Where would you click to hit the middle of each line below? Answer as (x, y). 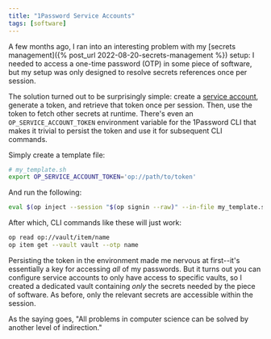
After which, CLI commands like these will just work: (95, 223)
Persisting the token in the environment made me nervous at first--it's (124, 260)
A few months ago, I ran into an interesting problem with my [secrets (122, 46)
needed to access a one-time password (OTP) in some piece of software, (130, 63)
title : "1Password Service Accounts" (72, 16)
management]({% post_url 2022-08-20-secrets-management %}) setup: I (131, 55)
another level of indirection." (55, 327)
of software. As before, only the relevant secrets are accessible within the (131, 295)
